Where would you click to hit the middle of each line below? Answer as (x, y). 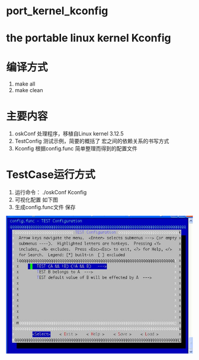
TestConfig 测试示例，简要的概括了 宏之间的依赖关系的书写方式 (92, 141)
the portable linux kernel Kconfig (89, 38)
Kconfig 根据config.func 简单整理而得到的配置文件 (76, 149)
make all (25, 84)
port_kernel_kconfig (57, 11)
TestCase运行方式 (51, 175)
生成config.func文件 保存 (45, 207)
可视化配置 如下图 (36, 200)
